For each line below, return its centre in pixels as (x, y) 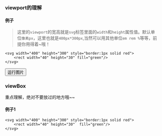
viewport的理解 (24, 7)
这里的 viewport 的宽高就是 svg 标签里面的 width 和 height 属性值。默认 (84, 32)
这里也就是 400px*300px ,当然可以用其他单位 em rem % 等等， (95, 38)
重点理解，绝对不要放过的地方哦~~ (40, 97)
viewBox (15, 86)
